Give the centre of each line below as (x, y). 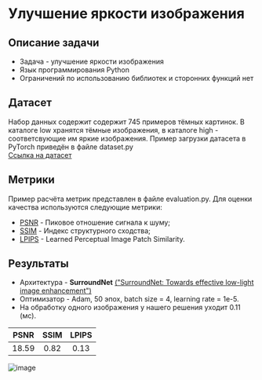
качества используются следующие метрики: (86, 207)
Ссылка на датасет (40, 155)
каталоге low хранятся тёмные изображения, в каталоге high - (113, 130)
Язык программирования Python (74, 70)
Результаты (38, 264)
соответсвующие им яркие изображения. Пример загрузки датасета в (127, 138)
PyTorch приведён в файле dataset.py (71, 147)
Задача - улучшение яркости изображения (92, 61)
